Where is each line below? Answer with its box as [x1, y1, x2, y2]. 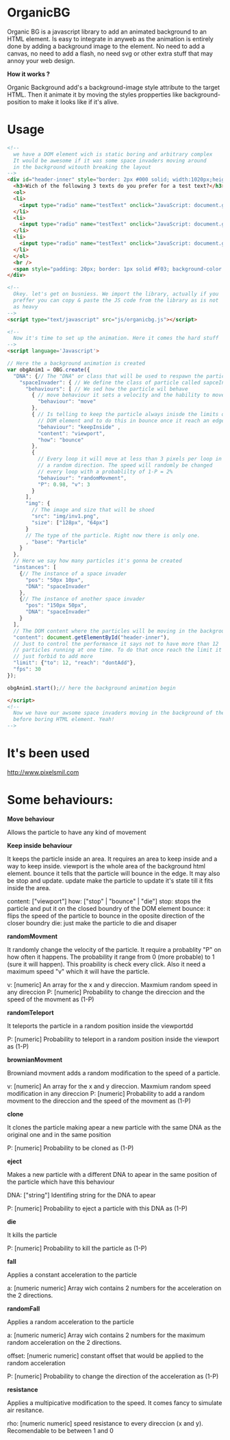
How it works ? [7, 70, 50, 78]
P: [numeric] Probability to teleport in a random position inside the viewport [7, 1035, 219, 1043]
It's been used [7, 746, 90, 761]
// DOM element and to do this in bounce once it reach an [37, 417, 210, 424]
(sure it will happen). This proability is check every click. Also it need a [7, 960, 206, 968]
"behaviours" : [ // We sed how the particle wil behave [25, 385, 188, 392]
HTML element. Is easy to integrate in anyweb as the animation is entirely [7, 34, 214, 42]
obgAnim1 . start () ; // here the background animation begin [7, 684, 176, 692]
